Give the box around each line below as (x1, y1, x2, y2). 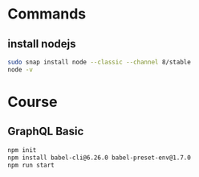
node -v (7, 65, 34, 73)
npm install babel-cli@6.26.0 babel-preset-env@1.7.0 (7, 154, 192, 162)
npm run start (7, 161, 55, 169)
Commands (7, 5, 87, 23)
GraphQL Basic (7, 125, 84, 138)
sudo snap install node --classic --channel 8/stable (7, 58, 192, 66)
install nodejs (7, 37, 77, 51)
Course (7, 93, 58, 111)
